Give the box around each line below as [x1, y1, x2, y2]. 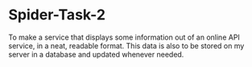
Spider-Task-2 [8, 6, 106, 24]
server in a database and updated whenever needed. [8, 49, 184, 59]
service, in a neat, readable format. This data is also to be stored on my [8, 40, 245, 50]
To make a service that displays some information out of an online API [8, 32, 240, 42]
